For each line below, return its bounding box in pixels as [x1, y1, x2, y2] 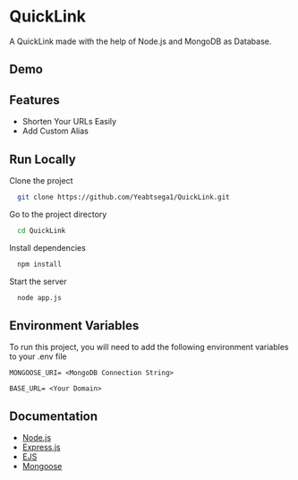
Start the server [9, 276, 67, 287]
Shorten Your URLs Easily [21, 116, 117, 127]
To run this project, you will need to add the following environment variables [9, 342, 289, 353]
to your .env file [9, 351, 67, 362]
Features [9, 92, 60, 107]
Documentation [9, 408, 98, 424]
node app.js [17, 293, 63, 302]
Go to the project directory [9, 209, 107, 219]
